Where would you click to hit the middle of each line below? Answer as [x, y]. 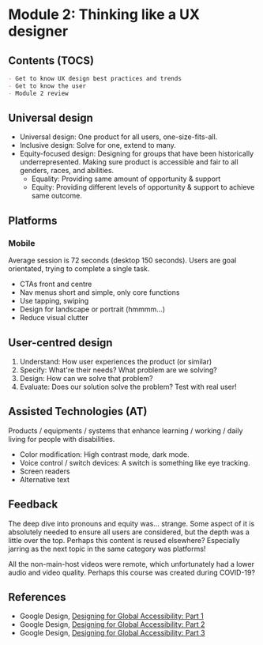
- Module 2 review [38, 93]
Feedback [33, 505]
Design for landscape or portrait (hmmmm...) [92, 309]
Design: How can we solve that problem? [86, 378]
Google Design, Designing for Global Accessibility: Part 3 [112, 633]
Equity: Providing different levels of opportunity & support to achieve [143, 187]
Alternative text [44, 479]
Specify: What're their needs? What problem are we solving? [118, 370]
